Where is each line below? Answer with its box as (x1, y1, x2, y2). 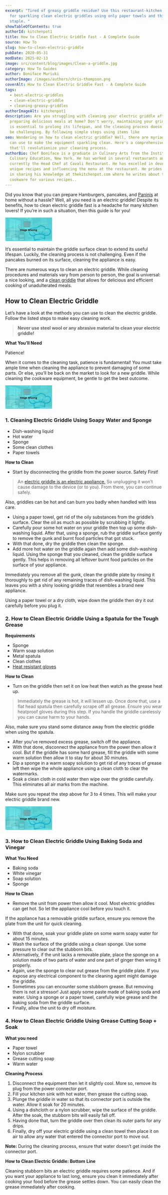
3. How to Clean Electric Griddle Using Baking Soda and (5, 837, 142, 844)
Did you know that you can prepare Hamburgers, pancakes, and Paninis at (5, 191, 158, 197)
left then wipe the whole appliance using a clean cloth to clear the (12, 765, 148, 771)
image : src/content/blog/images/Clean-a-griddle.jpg (5, 61, 117, 66)
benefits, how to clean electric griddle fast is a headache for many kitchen (5, 202, 158, 208)
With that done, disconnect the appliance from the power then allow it (12, 744, 156, 750)
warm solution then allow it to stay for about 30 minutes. (12, 755, 129, 761)
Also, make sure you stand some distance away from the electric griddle (5, 724, 154, 730)
